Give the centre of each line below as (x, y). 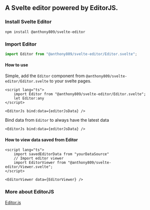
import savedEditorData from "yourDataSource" (61, 154)
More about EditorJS (30, 192)
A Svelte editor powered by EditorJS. (62, 8)
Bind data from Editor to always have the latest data (57, 120)
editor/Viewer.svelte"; (29, 167)
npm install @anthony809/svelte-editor (45, 32)
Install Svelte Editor (28, 22)
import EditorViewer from (40, 163)
